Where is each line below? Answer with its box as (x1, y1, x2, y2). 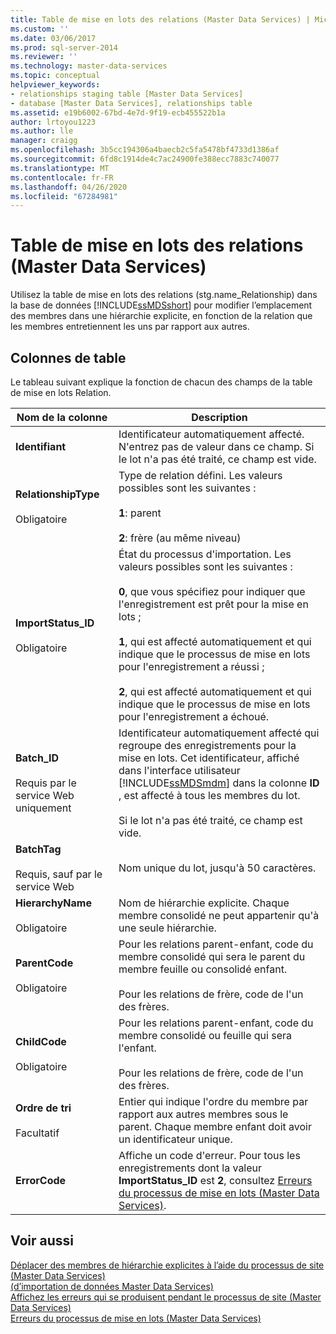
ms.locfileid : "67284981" (10, 191, 118, 201)
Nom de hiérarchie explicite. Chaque (118, 896, 290, 910)
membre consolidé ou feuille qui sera (118, 1029, 292, 1042)
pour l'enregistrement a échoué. (118, 710, 270, 723)
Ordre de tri (15, 1101, 72, 1115)
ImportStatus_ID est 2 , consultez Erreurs (118, 1174, 313, 1187)
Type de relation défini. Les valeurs (118, 469, 283, 482)
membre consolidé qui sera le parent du (118, 950, 306, 963)
